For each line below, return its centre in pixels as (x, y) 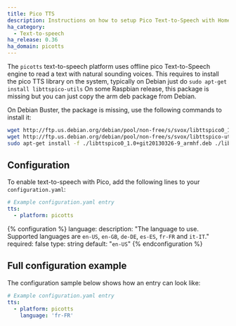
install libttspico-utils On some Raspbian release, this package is (108, 89)
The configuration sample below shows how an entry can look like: (104, 282)
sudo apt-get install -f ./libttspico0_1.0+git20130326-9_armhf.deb (110, 143)
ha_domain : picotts (36, 46)
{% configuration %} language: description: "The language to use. (103, 229)
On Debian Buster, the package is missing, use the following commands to (115, 110)
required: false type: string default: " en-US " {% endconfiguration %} (105, 244)
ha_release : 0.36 (33, 40)
